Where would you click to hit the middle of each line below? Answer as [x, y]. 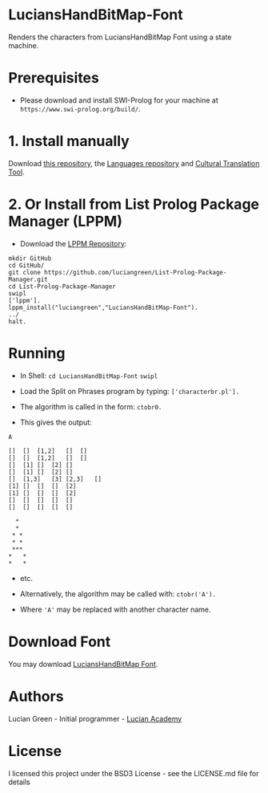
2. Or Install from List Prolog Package [134, 204]
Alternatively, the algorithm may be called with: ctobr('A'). [118, 594]
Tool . [17, 172]
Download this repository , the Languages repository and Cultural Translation [134, 163]
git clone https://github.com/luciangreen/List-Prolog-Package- [118, 272]
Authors [36, 696]
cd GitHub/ [26, 265]
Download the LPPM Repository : [73, 243]
